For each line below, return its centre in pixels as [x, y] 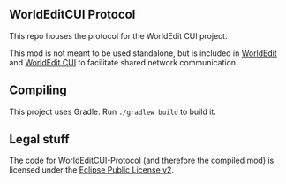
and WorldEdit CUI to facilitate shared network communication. [124, 62]
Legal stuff [39, 139]
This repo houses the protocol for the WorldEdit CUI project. [118, 35]
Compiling [38, 91]
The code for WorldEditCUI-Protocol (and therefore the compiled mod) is [142, 161]
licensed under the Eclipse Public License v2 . [92, 170]
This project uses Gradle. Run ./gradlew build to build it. [113, 111]
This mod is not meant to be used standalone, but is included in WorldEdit [143, 53]
